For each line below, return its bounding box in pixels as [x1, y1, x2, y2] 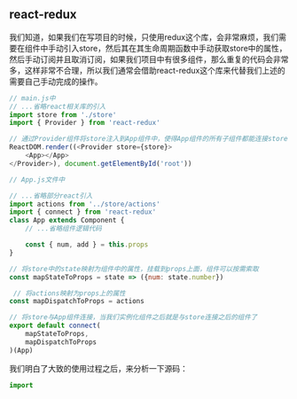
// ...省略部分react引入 [9, 191, 93, 200]
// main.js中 [9, 93, 56, 103]
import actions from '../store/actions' [9, 199, 161, 208]
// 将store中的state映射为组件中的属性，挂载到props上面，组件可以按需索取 [9, 264, 259, 273]
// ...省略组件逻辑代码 [25, 224, 102, 233]
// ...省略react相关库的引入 [9, 102, 106, 111]
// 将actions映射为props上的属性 [12, 288, 126, 298]
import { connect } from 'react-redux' [9, 207, 157, 216]
